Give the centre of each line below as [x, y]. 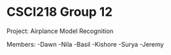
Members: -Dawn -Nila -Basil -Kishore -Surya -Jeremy [85, 44]
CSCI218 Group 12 [60, 12]
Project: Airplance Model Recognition [60, 31]
